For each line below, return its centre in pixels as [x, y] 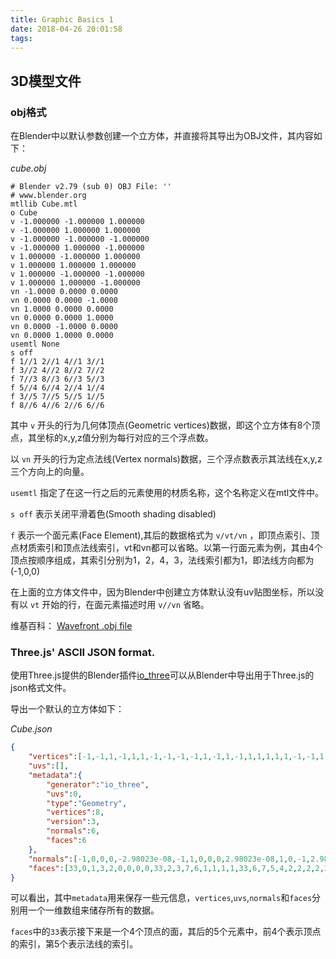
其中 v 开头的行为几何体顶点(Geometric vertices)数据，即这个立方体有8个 [161, 425]
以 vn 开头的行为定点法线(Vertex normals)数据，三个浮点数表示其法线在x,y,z [166, 459]
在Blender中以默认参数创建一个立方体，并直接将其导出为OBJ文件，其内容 [162, 136]
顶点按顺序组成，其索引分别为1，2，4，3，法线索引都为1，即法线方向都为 [162, 560]
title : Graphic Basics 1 [62, 19]
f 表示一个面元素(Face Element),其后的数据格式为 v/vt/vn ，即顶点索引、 [161, 535]
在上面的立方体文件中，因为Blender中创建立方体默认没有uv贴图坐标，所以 [163, 592]
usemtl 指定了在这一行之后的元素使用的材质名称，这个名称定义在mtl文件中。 [167, 493]
